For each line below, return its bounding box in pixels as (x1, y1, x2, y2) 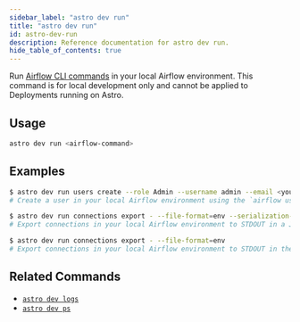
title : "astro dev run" (9, 21, 98, 30)
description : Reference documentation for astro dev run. (9, 37, 229, 47)
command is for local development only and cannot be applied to (9, 80, 248, 91)
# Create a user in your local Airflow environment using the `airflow (9, 195, 281, 205)
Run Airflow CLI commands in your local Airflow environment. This (9, 70, 254, 81)
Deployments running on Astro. (9, 90, 124, 101)
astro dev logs (21, 294, 79, 303)
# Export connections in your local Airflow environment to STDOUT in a (9, 220, 286, 229)
